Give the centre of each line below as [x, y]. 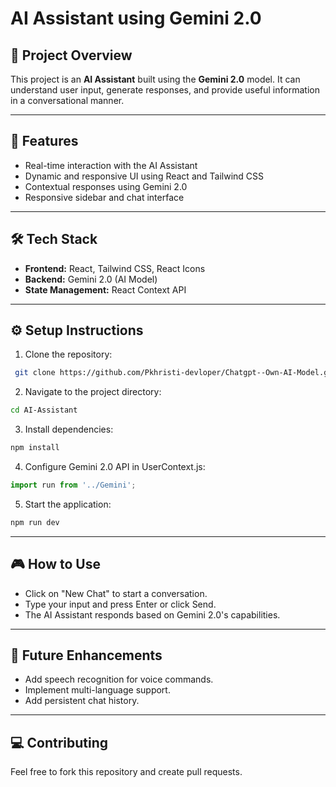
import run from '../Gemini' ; [73, 485]
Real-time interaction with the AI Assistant [111, 165]
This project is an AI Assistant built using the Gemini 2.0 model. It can [155, 79]
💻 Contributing [59, 742]
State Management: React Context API [105, 289]
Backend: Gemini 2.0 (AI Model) [91, 279]
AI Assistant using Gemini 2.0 [136, 18]
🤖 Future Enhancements [86, 655]
